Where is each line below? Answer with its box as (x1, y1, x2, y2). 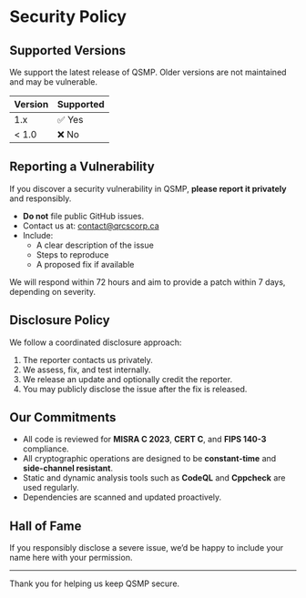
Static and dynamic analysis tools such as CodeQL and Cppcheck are (22, 472, 286, 483)
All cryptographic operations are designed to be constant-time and (22, 453, 277, 464)
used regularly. (22, 482, 79, 493)
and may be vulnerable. (9, 76, 98, 87)
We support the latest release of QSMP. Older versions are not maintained (9, 66, 287, 77)
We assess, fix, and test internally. (22, 364, 151, 375)
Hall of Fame (9, 518, 82, 533)
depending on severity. (9, 286, 97, 297)
